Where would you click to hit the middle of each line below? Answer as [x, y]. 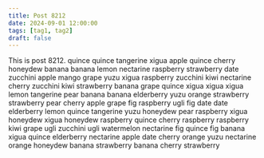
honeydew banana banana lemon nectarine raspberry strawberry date [124, 69]
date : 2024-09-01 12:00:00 [53, 23]
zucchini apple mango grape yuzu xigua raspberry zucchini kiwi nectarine [130, 77]
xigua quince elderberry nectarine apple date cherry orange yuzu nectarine [132, 137]
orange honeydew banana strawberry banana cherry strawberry [114, 145]
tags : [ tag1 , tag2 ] [41, 30]
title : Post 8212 [37, 16]
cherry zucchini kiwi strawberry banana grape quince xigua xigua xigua [126, 86]
